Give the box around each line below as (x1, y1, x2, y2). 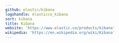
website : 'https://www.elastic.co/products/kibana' (5, 26, 115, 31)
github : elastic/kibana (5, 7, 55, 12)
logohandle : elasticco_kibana (5, 12, 68, 17)
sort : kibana (5, 16, 32, 21)
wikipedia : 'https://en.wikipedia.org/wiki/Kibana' (5, 30, 115, 35)
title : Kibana (5, 21, 35, 26)
